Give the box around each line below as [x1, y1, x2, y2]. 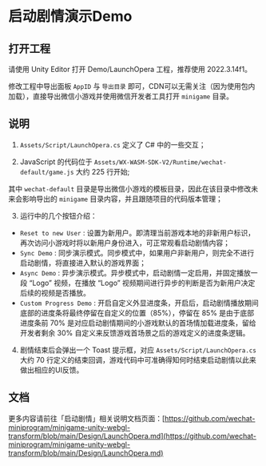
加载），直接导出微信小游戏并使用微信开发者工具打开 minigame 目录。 [8, 91, 234, 101]
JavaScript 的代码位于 [19, 157, 93, 167]
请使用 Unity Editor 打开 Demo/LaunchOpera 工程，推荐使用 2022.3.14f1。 [8, 65, 252, 74]
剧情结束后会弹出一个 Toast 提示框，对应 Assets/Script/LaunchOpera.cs [19, 345, 257, 355]
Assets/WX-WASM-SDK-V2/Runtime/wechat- [93, 158, 227, 167]
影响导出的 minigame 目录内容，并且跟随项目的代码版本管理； [22, 194, 224, 203]
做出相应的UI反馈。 [19, 365, 84, 375]
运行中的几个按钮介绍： [19, 211, 97, 220]
